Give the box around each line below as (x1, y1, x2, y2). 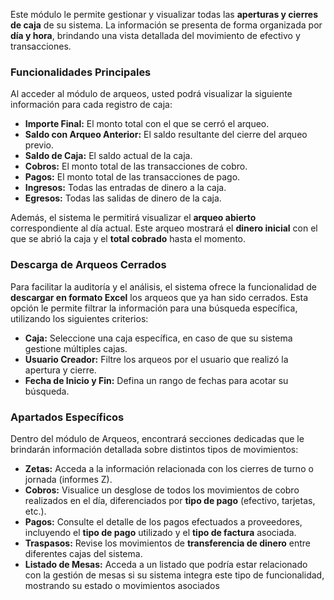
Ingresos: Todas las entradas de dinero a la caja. (24, 182, 227, 194)
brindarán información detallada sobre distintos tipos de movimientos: (10, 443, 299, 455)
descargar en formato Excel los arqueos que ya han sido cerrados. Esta (10, 291, 309, 303)
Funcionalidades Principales (10, 65, 152, 79)
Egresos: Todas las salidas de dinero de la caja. (24, 192, 222, 204)
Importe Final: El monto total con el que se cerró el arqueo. (24, 118, 270, 130)
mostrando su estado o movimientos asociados (24, 579, 220, 591)
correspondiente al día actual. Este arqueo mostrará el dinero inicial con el (10, 222, 318, 234)
